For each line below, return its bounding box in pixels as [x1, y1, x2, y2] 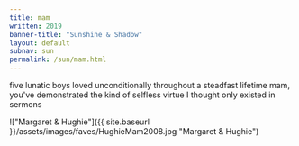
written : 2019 [9, 22, 63, 31]
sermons [9, 99, 42, 109]
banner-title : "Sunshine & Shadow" [9, 30, 143, 39]
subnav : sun [9, 47, 54, 56]
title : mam [9, 13, 50, 23]
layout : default [9, 38, 70, 48]
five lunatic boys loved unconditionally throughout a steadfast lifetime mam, [9, 80, 291, 90]
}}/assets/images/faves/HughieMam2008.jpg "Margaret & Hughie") [9, 126, 259, 136]
